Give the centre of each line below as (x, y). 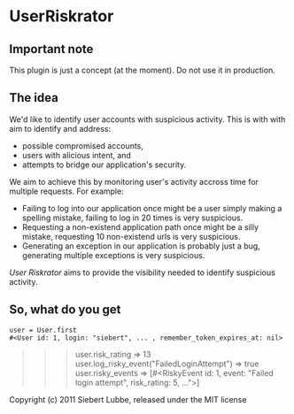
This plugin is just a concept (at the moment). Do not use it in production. (143, 70)
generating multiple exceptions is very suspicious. (113, 255)
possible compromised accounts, (83, 146)
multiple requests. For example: (66, 191)
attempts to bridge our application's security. (104, 165)
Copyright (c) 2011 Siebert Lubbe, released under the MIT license (128, 399)
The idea (34, 98)
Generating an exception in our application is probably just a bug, (141, 246)
